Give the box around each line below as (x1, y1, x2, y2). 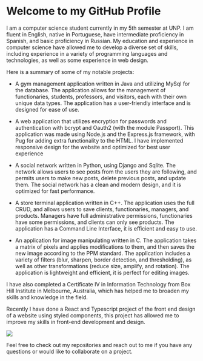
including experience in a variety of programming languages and (6, 50, 168, 57)
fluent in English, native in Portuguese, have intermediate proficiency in (6, 30, 184, 38)
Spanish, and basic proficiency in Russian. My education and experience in (6, 37, 194, 44)
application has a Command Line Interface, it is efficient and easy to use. (15, 224, 197, 232)
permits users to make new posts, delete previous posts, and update (15, 174, 187, 181)
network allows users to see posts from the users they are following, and (15, 168, 197, 175)
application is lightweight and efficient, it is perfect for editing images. (15, 269, 190, 276)
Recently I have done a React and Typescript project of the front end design (6, 305, 196, 312)
